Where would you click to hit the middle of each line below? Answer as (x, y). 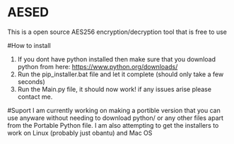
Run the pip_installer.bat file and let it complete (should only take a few (121, 74)
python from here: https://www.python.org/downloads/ (98, 66)
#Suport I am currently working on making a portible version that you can (114, 110)
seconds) (31, 81)
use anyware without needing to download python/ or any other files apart (116, 118)
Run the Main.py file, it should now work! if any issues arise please (115, 89)
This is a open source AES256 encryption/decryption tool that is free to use (117, 32)
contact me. (35, 97)
